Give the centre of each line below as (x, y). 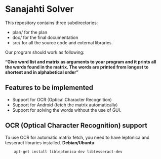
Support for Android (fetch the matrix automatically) (65, 105)
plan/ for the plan (30, 32)
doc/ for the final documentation (45, 37)
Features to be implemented (49, 88)
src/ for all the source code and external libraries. (62, 42)
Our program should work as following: (45, 52)
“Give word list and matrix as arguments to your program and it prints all (81, 62)
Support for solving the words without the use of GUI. (67, 110)
